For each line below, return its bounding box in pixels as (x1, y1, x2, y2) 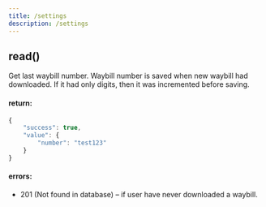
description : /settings (8, 19, 89, 28)
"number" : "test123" (37, 139, 107, 147)
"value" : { (23, 132, 60, 140)
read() (8, 50, 41, 63)
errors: (8, 171, 32, 181)
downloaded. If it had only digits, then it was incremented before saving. (8, 80, 250, 89)
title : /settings (8, 11, 67, 20)
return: (8, 98, 32, 108)
